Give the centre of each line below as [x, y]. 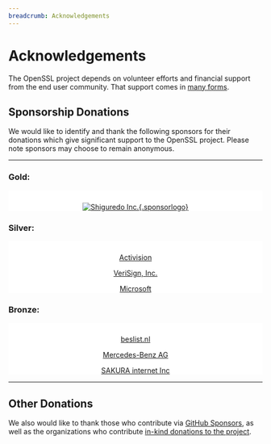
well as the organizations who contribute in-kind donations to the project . [130, 432]
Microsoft [135, 288]
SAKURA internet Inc [135, 371]
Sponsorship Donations [69, 112]
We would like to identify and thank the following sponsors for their [120, 132]
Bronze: [24, 309]
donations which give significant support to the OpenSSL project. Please [129, 140]
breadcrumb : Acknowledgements [59, 16]
